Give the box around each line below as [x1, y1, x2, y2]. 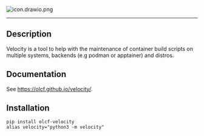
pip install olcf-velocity [6, 119, 75, 125]
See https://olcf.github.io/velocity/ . [6, 85, 93, 92]
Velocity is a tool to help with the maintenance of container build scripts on [6, 45, 193, 52]
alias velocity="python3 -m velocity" [6, 124, 104, 131]
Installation [6, 103, 50, 114]
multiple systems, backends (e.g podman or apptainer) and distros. [6, 52, 174, 59]
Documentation [6, 69, 67, 80]
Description [6, 29, 52, 39]
